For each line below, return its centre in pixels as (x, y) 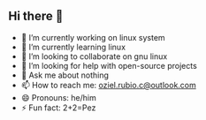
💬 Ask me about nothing (65, 75)
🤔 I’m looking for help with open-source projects (109, 65)
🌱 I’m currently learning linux (73, 47)
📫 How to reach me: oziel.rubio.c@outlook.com (108, 85)
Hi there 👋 (36, 16)
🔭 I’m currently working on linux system (93, 37)
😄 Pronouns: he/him (58, 97)
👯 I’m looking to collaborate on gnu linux (94, 56)
